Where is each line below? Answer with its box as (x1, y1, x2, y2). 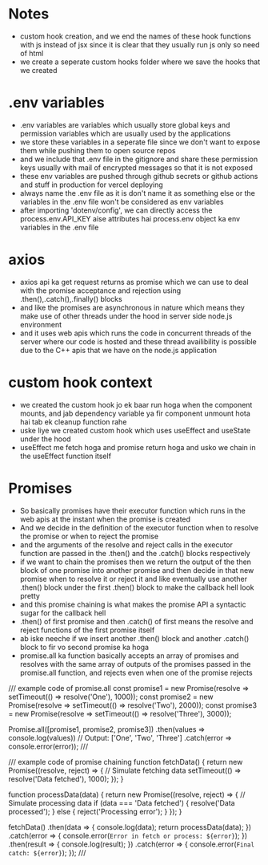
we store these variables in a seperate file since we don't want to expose (19, 137, 261, 147)
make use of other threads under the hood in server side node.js (19, 311, 233, 321)
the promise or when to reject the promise (19, 531, 158, 541)
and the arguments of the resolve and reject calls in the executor (19, 539, 234, 550)
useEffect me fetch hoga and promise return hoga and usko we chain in (19, 442, 256, 452)
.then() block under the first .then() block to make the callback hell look (19, 583, 254, 592)
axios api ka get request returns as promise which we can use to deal (19, 277, 250, 286)
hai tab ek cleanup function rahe (19, 416, 127, 426)
